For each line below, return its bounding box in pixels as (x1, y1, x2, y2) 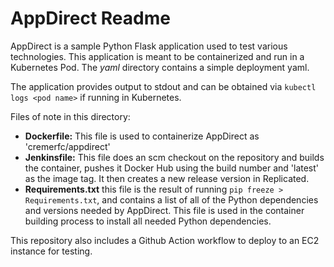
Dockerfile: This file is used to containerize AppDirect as (24, 130, 260, 142)
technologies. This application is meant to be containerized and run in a (10, 50, 305, 62)
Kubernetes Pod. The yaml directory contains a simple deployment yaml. (10, 61, 310, 73)
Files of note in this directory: (10, 110, 131, 122)
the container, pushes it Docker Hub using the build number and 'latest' (24, 162, 320, 174)
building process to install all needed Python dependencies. (24, 215, 272, 227)
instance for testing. (10, 245, 93, 257)
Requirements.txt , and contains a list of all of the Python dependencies (24, 193, 319, 206)
